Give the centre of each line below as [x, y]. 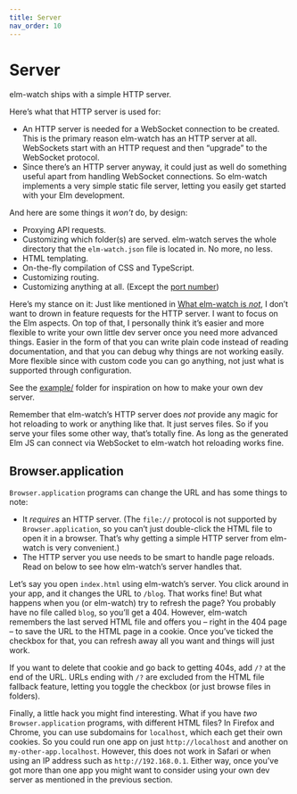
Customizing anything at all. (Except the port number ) [121, 287]
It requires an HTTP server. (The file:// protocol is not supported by [149, 519]
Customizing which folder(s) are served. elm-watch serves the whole [149, 240]
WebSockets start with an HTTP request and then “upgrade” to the [144, 148]
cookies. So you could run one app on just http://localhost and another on [148, 742]
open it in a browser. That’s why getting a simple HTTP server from [145, 538]
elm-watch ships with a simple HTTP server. [91, 95]
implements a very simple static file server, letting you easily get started [154, 186]
